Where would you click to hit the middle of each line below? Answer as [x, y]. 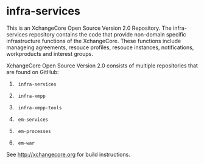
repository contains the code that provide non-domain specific [108, 34]
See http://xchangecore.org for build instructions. [69, 154]
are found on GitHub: [33, 72]
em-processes [34, 131]
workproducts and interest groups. [50, 53]
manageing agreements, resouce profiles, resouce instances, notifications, [100, 47]
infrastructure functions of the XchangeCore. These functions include [94, 41]
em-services [33, 120]
